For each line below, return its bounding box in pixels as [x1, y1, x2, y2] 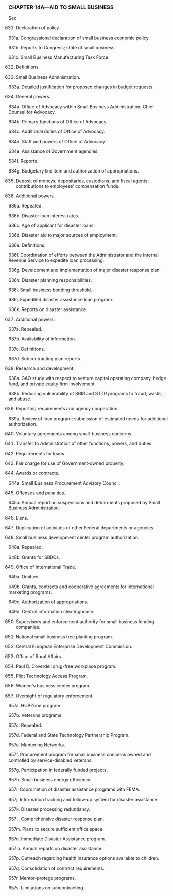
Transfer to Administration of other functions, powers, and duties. [15, 440, 153, 447]
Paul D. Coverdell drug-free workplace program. [15, 663, 117, 669]
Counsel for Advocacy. [8, 109, 56, 115]
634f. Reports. [8, 158, 39, 164]
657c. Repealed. [8, 722, 43, 729]
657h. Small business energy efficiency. [8, 777, 92, 783]
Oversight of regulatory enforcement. [15, 693, 94, 699]
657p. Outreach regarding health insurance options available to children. [8, 855, 159, 861]
